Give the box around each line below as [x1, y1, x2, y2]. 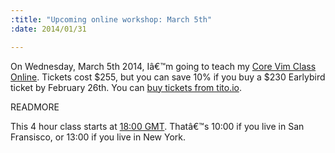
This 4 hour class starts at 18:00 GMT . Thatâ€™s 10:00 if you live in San [10, 120, 305, 132]
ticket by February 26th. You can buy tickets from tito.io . [10, 81, 242, 93]
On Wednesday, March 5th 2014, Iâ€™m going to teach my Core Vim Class [10, 60, 317, 72]
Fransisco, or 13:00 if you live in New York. [10, 131, 187, 143]
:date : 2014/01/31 [10, 24, 87, 34]
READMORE [10, 101, 60, 113]
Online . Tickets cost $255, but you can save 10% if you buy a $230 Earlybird [10, 71, 326, 83]
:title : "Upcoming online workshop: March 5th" [10, 14, 213, 25]
